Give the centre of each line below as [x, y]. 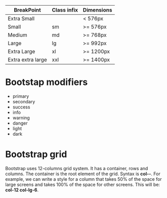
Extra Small [21, 18]
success [21, 107]
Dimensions [97, 10]
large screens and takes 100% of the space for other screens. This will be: [83, 184]
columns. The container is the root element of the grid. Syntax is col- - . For [83, 174]
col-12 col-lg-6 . [22, 190]
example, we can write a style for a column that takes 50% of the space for [83, 179]
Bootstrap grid [36, 154]
